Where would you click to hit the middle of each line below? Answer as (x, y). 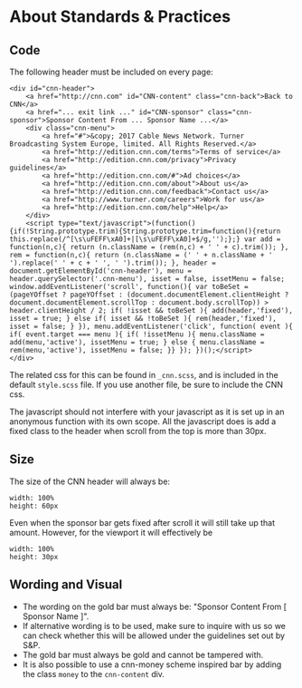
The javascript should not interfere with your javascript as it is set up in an (147, 412)
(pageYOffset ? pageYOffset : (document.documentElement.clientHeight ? (149, 295)
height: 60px (34, 506)
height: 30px (34, 557)
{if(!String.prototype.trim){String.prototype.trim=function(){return (145, 231)
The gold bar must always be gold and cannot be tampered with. (143, 654)
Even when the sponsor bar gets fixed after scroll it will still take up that (142, 522)
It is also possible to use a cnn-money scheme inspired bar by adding (152, 664)
